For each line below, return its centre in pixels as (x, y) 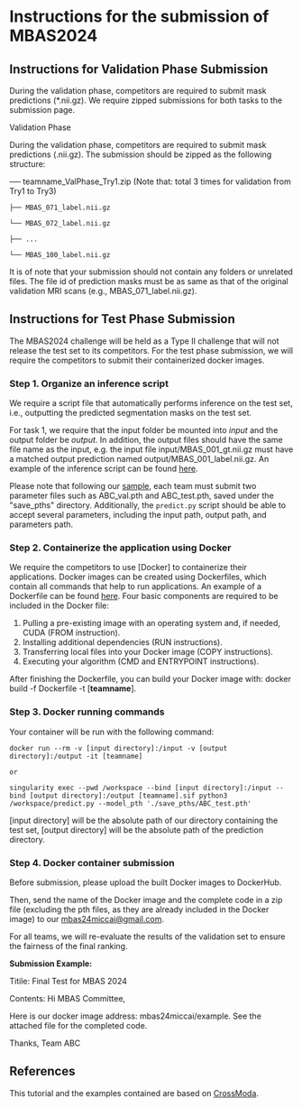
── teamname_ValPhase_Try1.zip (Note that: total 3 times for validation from (150, 181)
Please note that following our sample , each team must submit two (133, 486)
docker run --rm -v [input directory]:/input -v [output (119, 748)
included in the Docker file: (59, 605)
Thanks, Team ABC (45, 1043)
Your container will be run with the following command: (112, 732)
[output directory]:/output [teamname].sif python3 (128, 796)
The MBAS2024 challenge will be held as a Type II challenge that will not (144, 341)
